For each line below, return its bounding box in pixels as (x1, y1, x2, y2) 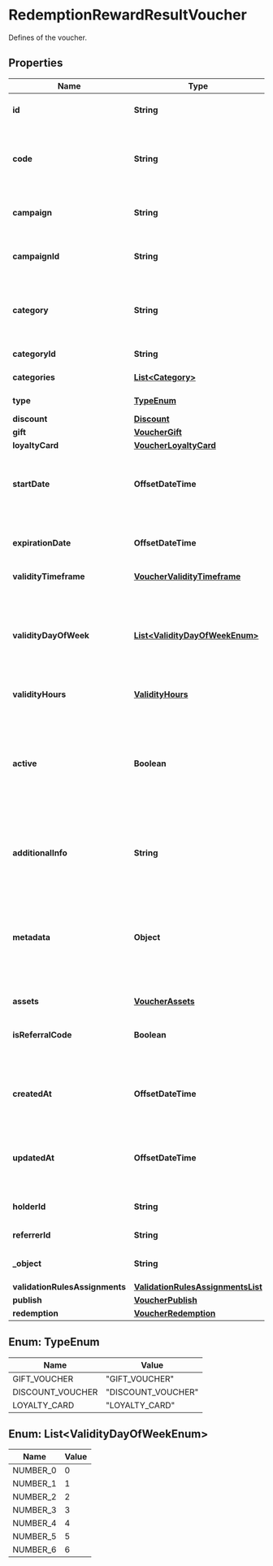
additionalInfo (12, 847, 67, 859)
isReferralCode (12, 1029, 72, 1040)
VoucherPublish (133, 1294, 197, 1306)
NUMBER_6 (12, 1544, 57, 1555)
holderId (12, 1201, 46, 1212)
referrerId (12, 1229, 51, 1241)
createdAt (12, 1088, 53, 1099)
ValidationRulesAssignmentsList (133, 1281, 262, 1292)
